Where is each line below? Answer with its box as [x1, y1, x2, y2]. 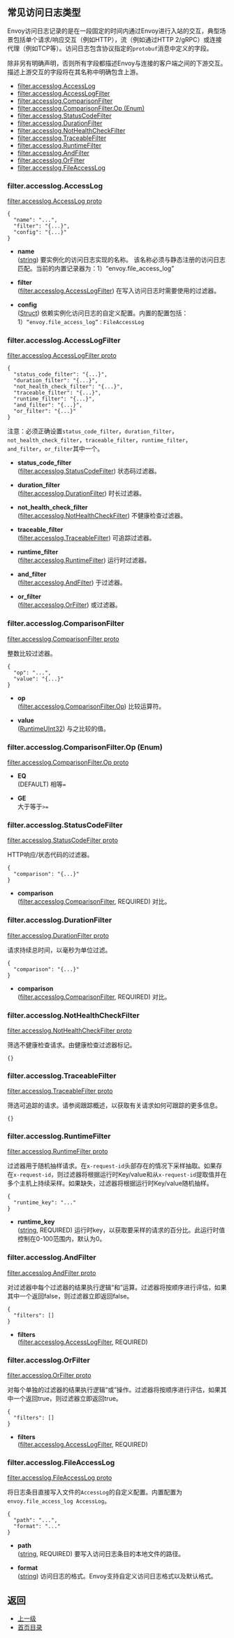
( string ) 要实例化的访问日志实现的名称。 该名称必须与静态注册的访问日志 [17, 255, 226, 264]
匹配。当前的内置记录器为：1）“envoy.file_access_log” [17, 265, 175, 273]
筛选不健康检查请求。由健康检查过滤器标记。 [7, 1040, 136, 1049]
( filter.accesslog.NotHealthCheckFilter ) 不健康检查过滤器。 [17, 512, 187, 520]
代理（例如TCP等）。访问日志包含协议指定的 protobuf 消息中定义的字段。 [7, 44, 213, 52]
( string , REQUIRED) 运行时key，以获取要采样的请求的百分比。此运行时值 [17, 1226, 226, 1234]
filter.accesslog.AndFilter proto [7, 1268, 96, 1277]
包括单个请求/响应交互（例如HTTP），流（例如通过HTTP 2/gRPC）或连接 [13, 35, 222, 43]
